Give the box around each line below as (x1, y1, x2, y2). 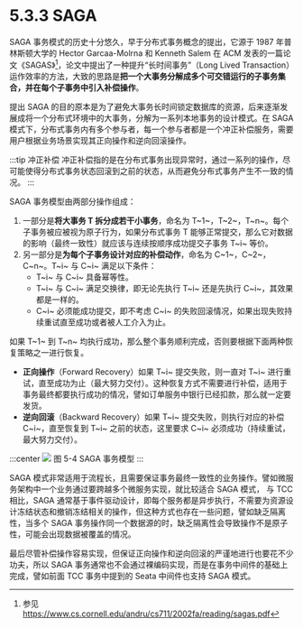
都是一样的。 (35, 294, 84, 305)
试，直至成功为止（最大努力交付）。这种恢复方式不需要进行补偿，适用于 (22, 377, 288, 388)
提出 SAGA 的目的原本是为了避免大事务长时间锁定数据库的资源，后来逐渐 (9, 101, 280, 112)
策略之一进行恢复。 (16, 346, 88, 357)
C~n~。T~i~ (22, 260, 69, 271)
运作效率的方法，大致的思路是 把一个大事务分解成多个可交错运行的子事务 (9, 70, 278, 81)
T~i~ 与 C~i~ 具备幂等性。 (35, 272, 133, 282)
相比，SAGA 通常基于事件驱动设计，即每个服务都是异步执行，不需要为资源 (9, 494, 286, 505)
